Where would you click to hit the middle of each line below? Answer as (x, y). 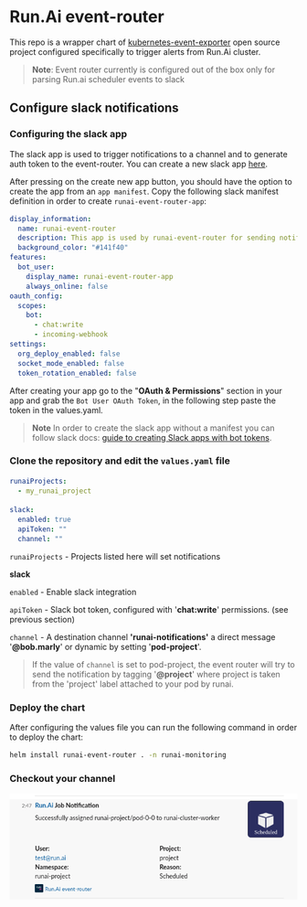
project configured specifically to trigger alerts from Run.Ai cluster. (135, 51)
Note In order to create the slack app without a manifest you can (153, 428)
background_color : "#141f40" (73, 248)
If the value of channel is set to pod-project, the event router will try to (163, 664)
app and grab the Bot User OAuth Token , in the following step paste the (143, 400)
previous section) (42, 619)
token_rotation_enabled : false (77, 373)
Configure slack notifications (95, 108)
